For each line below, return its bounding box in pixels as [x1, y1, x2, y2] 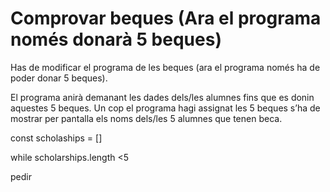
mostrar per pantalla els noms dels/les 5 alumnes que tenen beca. [10, 112, 283, 124]
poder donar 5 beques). [10, 72, 108, 84]
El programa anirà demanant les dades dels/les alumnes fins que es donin [10, 91, 315, 103]
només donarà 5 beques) [10, 28, 222, 51]
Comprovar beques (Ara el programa [10, 7, 322, 30]
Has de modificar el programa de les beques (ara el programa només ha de [10, 61, 321, 73]
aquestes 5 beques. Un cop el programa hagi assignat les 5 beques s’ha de [10, 102, 321, 114]
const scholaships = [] [10, 132, 103, 144]
